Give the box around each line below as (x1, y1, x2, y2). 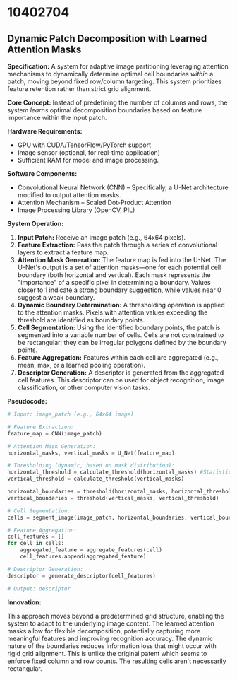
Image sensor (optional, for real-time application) (17, 148, 161, 156)
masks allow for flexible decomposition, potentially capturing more (7, 626, 201, 635)
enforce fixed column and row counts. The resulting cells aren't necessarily (7, 657, 227, 665)
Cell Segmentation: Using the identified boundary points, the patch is (17, 323, 221, 332)
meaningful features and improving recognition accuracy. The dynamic (7, 634, 214, 643)
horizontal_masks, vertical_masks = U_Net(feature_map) (7, 450, 175, 457)
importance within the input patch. (7, 114, 107, 122)
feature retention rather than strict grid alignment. (7, 85, 152, 93)
